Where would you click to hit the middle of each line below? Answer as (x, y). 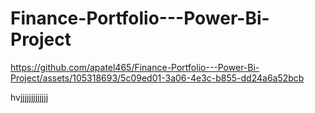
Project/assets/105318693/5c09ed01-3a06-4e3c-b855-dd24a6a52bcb (157, 78)
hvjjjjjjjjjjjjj (29, 97)
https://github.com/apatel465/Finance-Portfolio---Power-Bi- (135, 67)
